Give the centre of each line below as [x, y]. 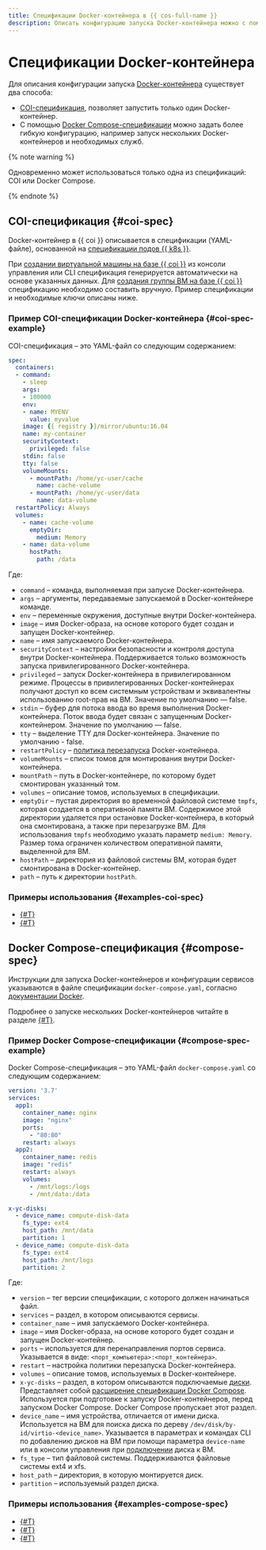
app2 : [25, 1150]
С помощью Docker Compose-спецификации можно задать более [131, 125]
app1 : [25, 1106]
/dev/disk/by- [213, 1425]
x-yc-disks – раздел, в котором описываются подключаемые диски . [135, 1383]
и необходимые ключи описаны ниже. [73, 298]
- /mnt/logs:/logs [59, 1187]
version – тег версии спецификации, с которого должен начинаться [134, 1298]
